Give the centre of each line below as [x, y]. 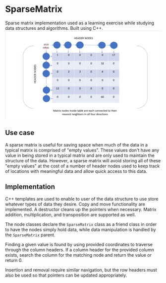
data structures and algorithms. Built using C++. [54, 28]
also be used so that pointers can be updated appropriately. [66, 275]
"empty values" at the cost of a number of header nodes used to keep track [83, 166]
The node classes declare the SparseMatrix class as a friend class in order [81, 224]
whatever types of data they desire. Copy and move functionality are [75, 204]
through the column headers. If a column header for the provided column [80, 250]
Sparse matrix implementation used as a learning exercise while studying [80, 23]
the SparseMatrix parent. [30, 235]
